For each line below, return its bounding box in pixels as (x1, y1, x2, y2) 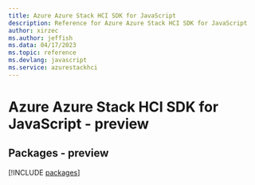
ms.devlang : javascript (8, 57, 88, 65)
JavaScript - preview (8, 115, 150, 132)
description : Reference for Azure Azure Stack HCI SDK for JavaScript (8, 19, 248, 27)
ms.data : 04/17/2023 (8, 41, 77, 49)
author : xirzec (8, 26, 59, 34)
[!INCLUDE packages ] (8, 167, 80, 177)
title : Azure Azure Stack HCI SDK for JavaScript (8, 11, 177, 20)
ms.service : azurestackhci (8, 64, 98, 72)
